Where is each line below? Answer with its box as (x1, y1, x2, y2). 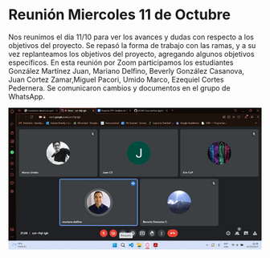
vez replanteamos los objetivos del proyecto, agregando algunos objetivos (8, 49, 255, 58)
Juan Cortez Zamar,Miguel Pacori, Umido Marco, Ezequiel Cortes (8, 75, 224, 84)
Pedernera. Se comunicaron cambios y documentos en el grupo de (8, 83, 231, 93)
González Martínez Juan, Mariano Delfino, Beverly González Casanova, (8, 66, 245, 75)
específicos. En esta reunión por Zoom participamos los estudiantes (8, 58, 234, 67)
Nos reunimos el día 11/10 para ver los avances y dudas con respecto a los (8, 32, 255, 42)
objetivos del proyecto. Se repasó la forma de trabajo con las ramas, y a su (8, 40, 256, 50)
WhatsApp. (8, 91, 46, 101)
